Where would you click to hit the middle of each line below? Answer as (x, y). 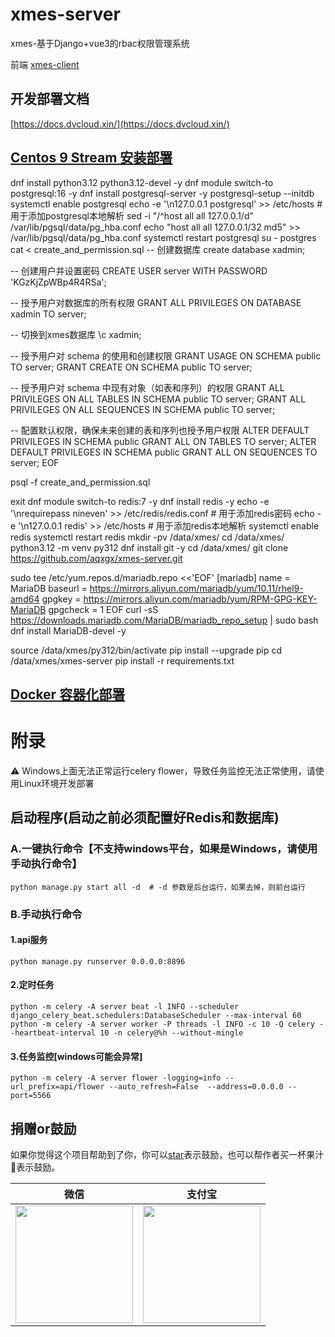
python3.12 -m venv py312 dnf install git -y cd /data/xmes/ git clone (149, 547)
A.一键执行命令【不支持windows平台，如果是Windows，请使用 (164, 849)
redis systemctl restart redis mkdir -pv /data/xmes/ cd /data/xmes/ (147, 537)
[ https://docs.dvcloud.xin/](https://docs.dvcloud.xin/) (120, 124)
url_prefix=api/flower (57, 1087)
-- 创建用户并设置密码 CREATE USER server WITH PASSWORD (139, 270)
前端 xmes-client (45, 64)
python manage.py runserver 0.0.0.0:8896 (98, 961)
